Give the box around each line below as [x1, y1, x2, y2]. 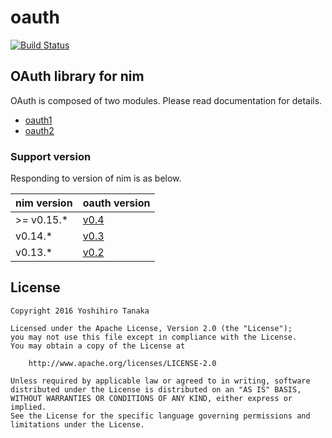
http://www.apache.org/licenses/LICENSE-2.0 [28, 358, 217, 368]
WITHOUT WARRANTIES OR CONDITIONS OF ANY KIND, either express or [10, 393, 293, 403]
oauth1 [24, 114, 53, 126]
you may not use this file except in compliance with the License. [10, 332, 298, 342]
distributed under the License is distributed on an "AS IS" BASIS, [10, 384, 302, 395]
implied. [10, 402, 47, 412]
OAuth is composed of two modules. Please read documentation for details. [10, 94, 323, 106]
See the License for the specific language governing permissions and [10, 411, 311, 421]
